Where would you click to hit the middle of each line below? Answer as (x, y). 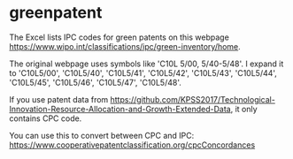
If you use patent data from (59, 99)
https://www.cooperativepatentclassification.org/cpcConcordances (132, 145)
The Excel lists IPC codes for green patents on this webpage (120, 37)
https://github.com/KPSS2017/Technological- (193, 99)
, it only (244, 109)
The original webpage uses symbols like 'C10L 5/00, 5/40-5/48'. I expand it (146, 64)
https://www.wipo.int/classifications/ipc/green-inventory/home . (125, 46)
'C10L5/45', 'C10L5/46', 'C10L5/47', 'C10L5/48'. (95, 82)
